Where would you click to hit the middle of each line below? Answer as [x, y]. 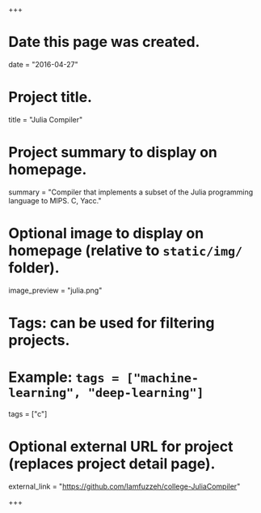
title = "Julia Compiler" [46, 119]
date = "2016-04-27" [43, 64]
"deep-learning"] [146, 393]
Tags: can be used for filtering [112, 323]
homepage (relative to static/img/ [126, 250]
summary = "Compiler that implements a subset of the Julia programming [131, 192]
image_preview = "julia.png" [55, 290]
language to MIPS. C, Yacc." [55, 200]
